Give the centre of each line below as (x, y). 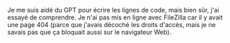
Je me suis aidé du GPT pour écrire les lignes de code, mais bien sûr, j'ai (113, 10)
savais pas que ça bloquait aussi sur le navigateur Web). (90, 32)
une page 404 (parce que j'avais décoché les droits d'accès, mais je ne (111, 25)
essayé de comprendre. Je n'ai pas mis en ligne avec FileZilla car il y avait (115, 17)
